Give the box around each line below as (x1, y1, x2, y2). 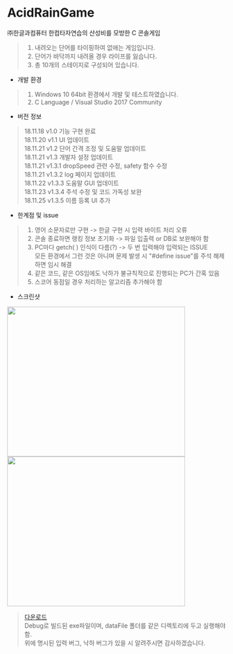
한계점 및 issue (17, 211, 59, 219)
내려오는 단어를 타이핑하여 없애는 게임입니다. (34, 43, 155, 51)
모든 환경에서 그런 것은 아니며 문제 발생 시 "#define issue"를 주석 (34, 251, 212, 260)
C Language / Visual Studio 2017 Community (34, 98, 162, 106)
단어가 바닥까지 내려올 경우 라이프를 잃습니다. (34, 52, 157, 60)
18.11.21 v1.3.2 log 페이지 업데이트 (24, 170, 116, 178)
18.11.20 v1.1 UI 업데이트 (24, 135, 90, 143)
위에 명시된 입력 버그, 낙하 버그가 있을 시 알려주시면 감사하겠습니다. (24, 639, 206, 647)
